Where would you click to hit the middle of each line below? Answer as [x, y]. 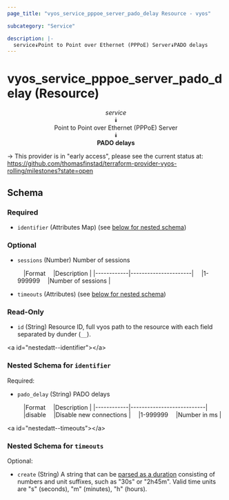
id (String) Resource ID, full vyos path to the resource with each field [115, 327]
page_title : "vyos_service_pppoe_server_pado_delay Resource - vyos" [109, 13]
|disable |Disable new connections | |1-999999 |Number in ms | [122, 414]
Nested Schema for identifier [59, 366]
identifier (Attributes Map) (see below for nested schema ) [102, 227]
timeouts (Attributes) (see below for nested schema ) [92, 294]
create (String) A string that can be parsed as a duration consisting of [116, 474]
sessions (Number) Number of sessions [73, 260]
